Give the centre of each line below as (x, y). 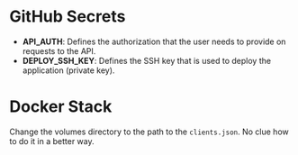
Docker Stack (61, 107)
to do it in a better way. (52, 141)
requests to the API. (59, 50)
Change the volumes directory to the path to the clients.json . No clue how (149, 132)
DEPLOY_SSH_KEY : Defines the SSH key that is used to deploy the (147, 60)
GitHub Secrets (68, 17)
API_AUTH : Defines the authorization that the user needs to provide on (154, 41)
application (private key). (68, 70)
